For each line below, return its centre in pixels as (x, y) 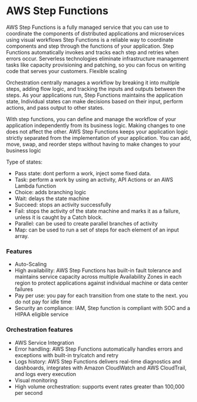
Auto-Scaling (31, 264)
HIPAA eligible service (42, 315)
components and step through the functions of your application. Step (90, 46)
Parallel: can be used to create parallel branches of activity (86, 223)
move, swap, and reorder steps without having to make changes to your (93, 144)
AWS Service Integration (45, 342)
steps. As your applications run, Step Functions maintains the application (94, 95)
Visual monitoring (36, 380)
